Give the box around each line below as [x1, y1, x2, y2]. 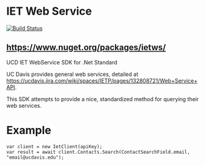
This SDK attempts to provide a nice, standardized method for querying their [6, 95, 199, 102]
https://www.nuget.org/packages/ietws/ [6, 42, 166, 53]
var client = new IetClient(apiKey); [6, 143, 103, 149]
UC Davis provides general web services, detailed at [6, 70, 139, 78]
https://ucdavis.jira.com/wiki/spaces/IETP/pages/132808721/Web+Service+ [6, 77, 198, 84]
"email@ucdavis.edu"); [6, 154, 64, 160]
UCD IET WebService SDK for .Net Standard [6, 58, 117, 66]
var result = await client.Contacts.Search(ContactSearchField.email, [6, 149, 190, 155]
